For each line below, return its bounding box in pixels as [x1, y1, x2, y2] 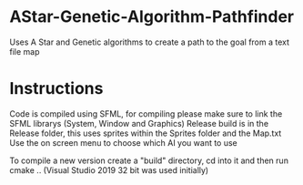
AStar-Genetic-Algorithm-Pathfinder [9, 6, 295, 27]
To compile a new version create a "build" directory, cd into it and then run [9, 155, 289, 166]
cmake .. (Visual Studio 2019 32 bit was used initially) [9, 164, 209, 175]
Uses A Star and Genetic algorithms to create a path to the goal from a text [9, 36, 289, 47]
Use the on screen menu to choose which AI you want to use [9, 137, 238, 148]
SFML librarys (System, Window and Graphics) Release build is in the [9, 118, 269, 128]
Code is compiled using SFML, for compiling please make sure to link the [9, 108, 283, 119]
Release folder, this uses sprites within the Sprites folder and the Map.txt [9, 128, 282, 139]
